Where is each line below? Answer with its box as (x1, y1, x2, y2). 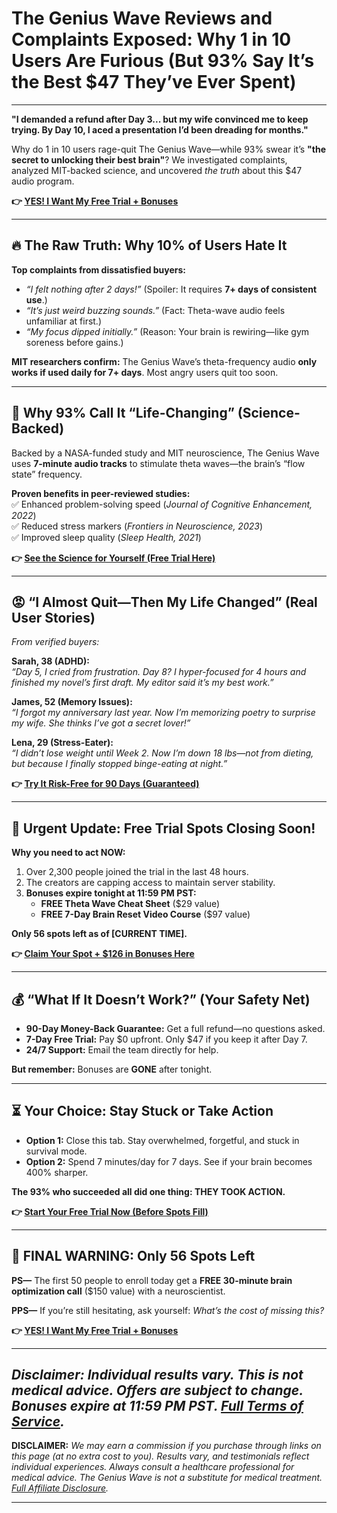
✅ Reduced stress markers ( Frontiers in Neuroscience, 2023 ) (11, 520, 263, 532)
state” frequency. (11, 468, 83, 480)
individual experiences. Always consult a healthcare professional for (11, 1461, 295, 1473)
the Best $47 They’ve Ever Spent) (11, 71, 297, 94)
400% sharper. (25, 1166, 89, 1178)
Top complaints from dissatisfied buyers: (11, 263, 187, 276)
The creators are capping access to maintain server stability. (25, 877, 276, 889)
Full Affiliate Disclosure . (11, 1482, 109, 1494)
